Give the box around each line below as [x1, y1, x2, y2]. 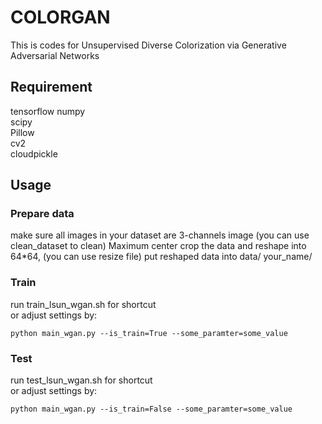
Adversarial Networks [10, 49, 100, 61]
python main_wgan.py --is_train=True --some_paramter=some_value [10, 328, 288, 338]
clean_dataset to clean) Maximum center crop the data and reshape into [10, 240, 307, 252]
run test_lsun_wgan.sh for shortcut [10, 374, 153, 386]
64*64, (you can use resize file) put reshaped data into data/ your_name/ [10, 251, 313, 263]
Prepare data [10, 207, 75, 221]
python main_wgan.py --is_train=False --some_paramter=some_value [10, 404, 293, 415]
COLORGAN [10, 6, 111, 29]
